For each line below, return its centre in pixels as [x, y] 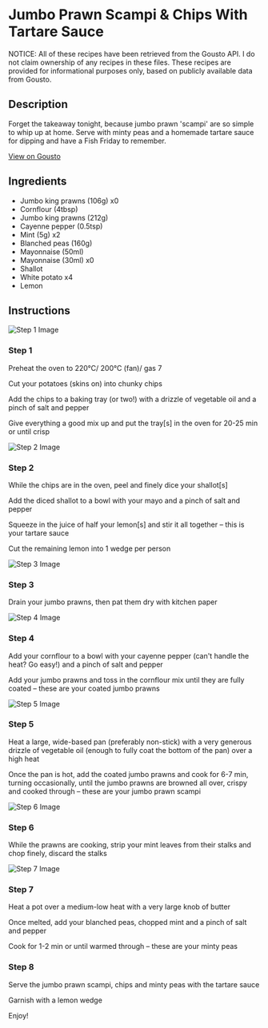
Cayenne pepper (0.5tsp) [61, 226]
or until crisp [29, 431]
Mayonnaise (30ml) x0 [57, 260]
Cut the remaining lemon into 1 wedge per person [90, 548]
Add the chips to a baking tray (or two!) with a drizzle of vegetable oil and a [132, 399]
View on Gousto [35, 156]
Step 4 [21, 639]
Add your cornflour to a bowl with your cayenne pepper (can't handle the [129, 655]
